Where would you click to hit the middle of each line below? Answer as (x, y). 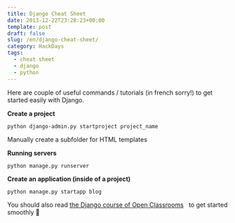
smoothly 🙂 (23, 212)
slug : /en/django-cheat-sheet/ (53, 40)
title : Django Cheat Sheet (47, 14)
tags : (15, 53)
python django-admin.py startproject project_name (83, 126)
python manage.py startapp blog (54, 191)
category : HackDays (36, 46)
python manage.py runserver (48, 165)
